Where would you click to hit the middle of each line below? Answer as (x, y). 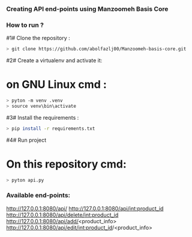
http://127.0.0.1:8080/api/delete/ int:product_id (62, 215)
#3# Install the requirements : (43, 117)
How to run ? (25, 25)
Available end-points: (38, 195)
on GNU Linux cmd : (56, 85)
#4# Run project (26, 140)
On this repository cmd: (67, 164)
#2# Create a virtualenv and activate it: (54, 60)
